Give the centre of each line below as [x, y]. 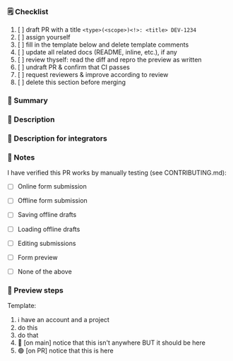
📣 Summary [28, 100]
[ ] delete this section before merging [71, 82]
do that [28, 336]
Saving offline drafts [47, 215]
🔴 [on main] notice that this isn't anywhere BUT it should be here [112, 343]
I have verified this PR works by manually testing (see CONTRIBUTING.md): [117, 173]
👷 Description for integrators [57, 138]
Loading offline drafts [49, 229]
